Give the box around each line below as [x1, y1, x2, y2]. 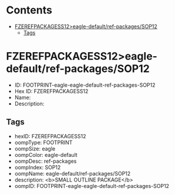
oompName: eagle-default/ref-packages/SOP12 [14, 170, 131, 177]
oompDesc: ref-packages [14, 158, 77, 165]
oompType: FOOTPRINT [14, 139, 73, 146]
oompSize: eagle [14, 145, 56, 152]
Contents [6, 4, 53, 17]
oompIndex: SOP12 [14, 163, 61, 170]
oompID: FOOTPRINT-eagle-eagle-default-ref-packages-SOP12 [14, 182, 169, 189]
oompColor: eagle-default [14, 151, 78, 158]
